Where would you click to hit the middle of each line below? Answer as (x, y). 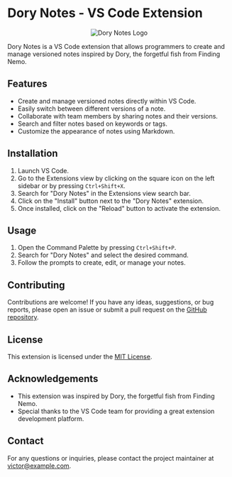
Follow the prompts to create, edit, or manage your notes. (101, 263)
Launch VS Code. (43, 170)
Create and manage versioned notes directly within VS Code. (107, 101)
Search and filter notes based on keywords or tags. (93, 124)
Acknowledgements (53, 379)
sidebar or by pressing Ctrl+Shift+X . (71, 185)
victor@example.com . (39, 466)
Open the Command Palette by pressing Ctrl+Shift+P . (97, 248)
